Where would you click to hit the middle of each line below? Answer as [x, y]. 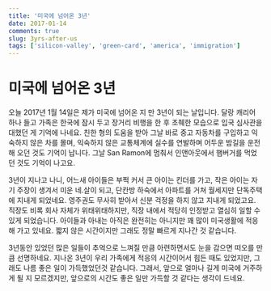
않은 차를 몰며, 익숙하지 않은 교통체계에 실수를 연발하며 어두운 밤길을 [138, 143]
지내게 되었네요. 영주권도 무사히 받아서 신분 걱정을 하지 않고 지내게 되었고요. [136, 200]
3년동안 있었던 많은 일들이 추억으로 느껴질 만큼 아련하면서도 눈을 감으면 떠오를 [131, 248]
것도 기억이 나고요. [46, 163]
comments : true [34, 31]
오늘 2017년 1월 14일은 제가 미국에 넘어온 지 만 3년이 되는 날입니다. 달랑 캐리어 [132, 112]
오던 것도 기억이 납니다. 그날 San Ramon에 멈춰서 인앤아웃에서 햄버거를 [129, 153]
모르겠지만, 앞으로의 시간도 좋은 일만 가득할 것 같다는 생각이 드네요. [139, 278]
